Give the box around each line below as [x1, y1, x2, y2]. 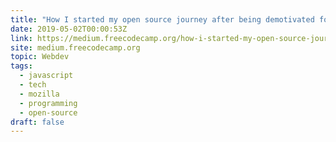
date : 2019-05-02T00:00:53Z [10, 24, 128, 34]
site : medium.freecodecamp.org [10, 42, 141, 53]
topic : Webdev [10, 52, 70, 62]
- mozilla [19, 89, 60, 99]
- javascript [19, 71, 74, 81]
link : [10, 33, 33, 43]
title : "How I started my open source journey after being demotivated [10, 14, 315, 25]
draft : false [10, 117, 65, 127]
